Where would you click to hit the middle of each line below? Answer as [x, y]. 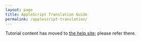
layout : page [19, 10]
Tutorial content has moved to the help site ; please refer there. [71, 33]
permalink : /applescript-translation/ [46, 19]
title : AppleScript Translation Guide [46, 14]
